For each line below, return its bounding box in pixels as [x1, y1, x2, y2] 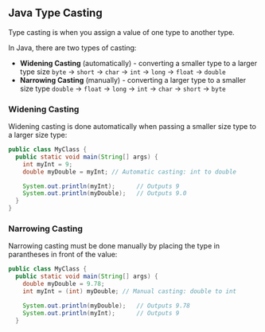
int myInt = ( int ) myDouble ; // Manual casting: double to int [22, 287, 237, 295]
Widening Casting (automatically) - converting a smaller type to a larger [19, 58, 257, 68]
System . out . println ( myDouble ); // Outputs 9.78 [22, 302, 191, 310]
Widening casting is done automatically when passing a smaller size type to [8, 122, 257, 131]
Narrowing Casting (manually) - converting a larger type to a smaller [19, 75, 247, 84]
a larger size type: [8, 131, 68, 140]
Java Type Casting [8, 6, 103, 20]
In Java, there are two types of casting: [8, 43, 137, 53]
